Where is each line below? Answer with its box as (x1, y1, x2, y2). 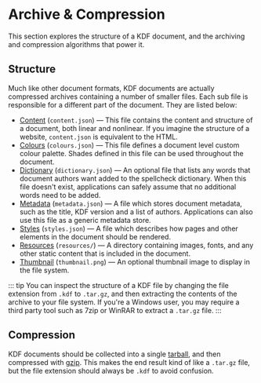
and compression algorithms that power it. (8, 39, 145, 49)
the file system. (19, 265, 70, 275)
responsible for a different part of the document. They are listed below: (8, 100, 237, 109)
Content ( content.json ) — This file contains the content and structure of (19, 115, 253, 125)
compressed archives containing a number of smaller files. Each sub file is (8, 92, 248, 101)
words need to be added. (19, 190, 101, 199)
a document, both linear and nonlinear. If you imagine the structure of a (19, 123, 250, 133)
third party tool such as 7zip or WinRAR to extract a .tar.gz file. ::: (8, 305, 222, 315)
